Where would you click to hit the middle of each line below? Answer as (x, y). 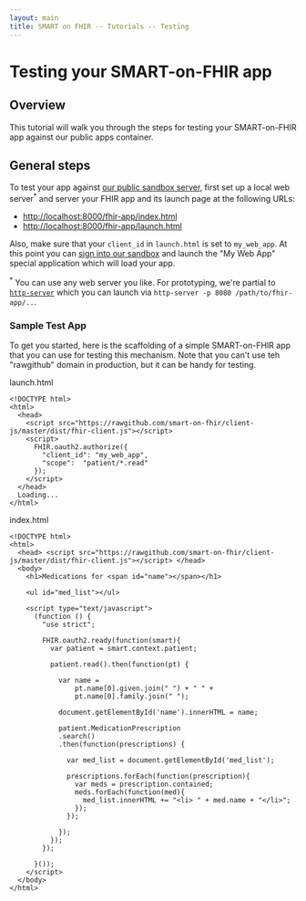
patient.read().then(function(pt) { (119, 664)
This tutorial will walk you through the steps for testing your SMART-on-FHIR (153, 127)
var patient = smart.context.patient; (123, 648)
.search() (76, 736)
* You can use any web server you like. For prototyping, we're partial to (143, 281)
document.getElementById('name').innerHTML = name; (158, 712)
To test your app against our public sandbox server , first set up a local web (150, 187)
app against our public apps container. (82, 137)
